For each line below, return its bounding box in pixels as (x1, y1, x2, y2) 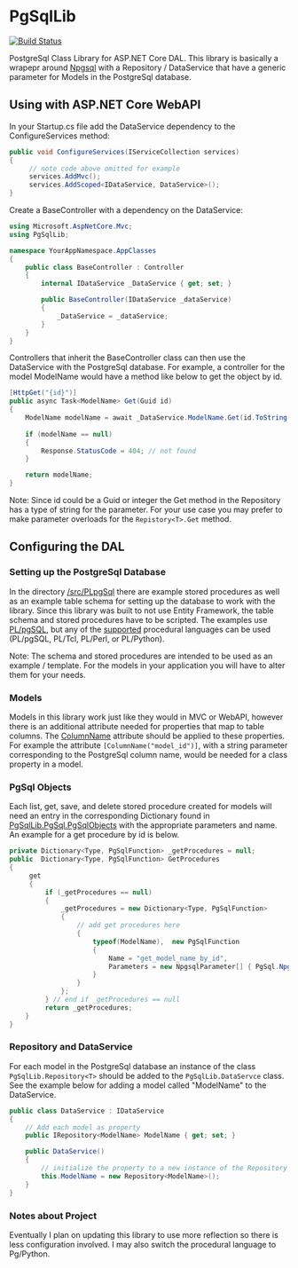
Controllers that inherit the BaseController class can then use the (9, 352, 246, 363)
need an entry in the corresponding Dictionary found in (9, 810, 210, 822)
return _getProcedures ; (44, 1003, 133, 1012)
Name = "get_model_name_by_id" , (107, 954, 228, 963)
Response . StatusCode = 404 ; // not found (41, 446, 197, 455)
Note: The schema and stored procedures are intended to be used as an (9, 650, 273, 661)
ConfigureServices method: (9, 130, 111, 141)
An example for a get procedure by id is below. (9, 830, 180, 840)
